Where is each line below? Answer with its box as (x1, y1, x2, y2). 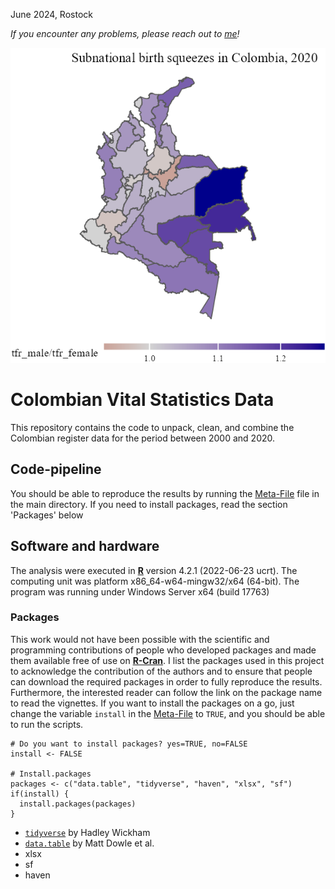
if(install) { (10, 789, 70, 799)
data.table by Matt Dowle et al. (24, 837, 155, 849)
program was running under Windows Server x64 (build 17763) (10, 585, 270, 598)
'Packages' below (10, 509, 84, 521)
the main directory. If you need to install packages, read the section (10, 498, 288, 510)
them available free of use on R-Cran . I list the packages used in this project (10, 654, 325, 666)
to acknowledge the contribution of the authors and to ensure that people (10, 665, 313, 677)
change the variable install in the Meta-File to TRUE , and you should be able (10, 707, 326, 719)
